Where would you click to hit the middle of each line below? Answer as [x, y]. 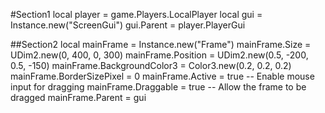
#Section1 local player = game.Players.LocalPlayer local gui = [136, 14]
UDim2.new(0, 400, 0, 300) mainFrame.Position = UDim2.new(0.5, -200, [159, 55]
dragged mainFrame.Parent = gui [78, 97]
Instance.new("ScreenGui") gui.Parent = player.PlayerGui [128, 25]
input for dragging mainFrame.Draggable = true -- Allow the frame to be [158, 87]
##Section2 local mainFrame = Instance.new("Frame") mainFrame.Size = [161, 44]
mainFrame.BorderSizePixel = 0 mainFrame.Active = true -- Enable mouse [162, 76]
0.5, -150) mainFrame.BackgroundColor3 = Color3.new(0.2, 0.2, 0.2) [151, 65]
